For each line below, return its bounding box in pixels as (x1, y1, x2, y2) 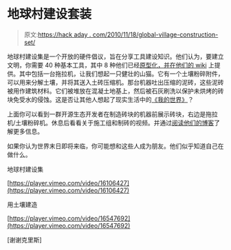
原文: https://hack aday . (23, 30, 91, 39)
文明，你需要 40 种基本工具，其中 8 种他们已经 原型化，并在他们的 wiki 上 (7, 61, 215, 69)
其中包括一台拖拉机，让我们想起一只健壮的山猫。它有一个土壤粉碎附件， (19, 70, 224, 78)
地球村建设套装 (7, 6, 92, 22)
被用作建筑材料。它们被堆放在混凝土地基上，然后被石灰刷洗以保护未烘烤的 (7, 87, 218, 95)
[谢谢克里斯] (7, 236, 43, 244)
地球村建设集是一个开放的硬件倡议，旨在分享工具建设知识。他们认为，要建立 (7, 52, 224, 61)
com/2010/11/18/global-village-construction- (92, 30, 219, 39)
